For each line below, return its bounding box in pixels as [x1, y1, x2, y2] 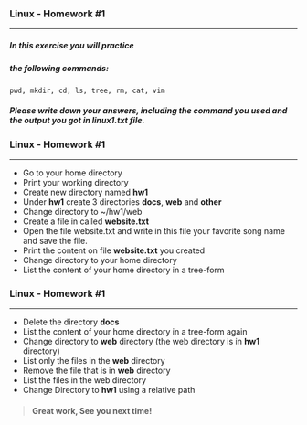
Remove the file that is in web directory [22, 365, 171, 377]
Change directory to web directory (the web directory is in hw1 [22, 336, 260, 347]
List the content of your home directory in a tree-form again [22, 326, 248, 337]
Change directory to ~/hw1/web [22, 206, 143, 217]
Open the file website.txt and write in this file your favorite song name [22, 225, 286, 236]
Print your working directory [22, 176, 130, 187]
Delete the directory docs [22, 316, 120, 327]
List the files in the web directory [22, 375, 147, 386]
